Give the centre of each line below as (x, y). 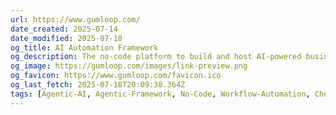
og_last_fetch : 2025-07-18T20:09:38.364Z (98, 85)
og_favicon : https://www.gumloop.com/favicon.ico (116, 76)
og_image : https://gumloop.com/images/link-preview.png (129, 66)
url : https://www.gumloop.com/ (75, 19)
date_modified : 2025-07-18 (66, 38)
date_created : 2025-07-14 (64, 29)
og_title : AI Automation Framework (84, 47)
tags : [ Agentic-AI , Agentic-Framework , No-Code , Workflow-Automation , (160, 94)
